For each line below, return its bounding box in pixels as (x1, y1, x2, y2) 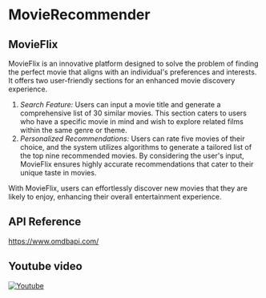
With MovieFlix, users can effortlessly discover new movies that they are (8, 183, 248, 193)
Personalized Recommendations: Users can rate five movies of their (19, 134, 245, 143)
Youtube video (8, 260, 83, 273)
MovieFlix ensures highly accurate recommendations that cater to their (19, 159, 254, 169)
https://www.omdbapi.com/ (8, 236, 99, 246)
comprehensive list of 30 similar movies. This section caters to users (19, 108, 247, 118)
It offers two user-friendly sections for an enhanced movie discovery (8, 76, 236, 85)
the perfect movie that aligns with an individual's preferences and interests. (8, 67, 257, 77)
